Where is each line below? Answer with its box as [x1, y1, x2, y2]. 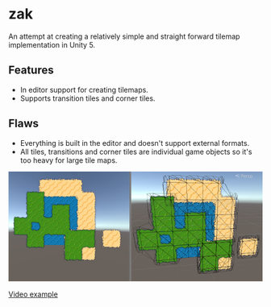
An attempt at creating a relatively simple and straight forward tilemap [8, 31, 240, 41]
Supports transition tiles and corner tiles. [19, 93, 156, 103]
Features [8, 64, 54, 77]
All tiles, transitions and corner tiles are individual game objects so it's [19, 147, 252, 156]
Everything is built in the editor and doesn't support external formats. [19, 138, 250, 147]
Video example [8, 289, 58, 299]
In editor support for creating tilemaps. [19, 85, 149, 94]
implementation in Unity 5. [8, 39, 95, 49]
